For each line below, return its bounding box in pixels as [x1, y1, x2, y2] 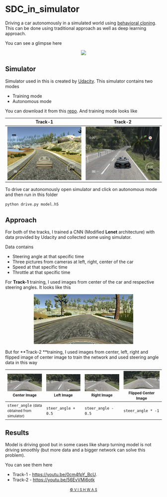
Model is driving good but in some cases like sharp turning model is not [5, 442, 152, 448]
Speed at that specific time [12, 264, 68, 270]
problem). [5, 452, 25, 458]
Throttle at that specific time [12, 270, 71, 276]
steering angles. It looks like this [5, 285, 71, 291]
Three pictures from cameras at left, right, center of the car [12, 259, 134, 265]
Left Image [54, 393, 73, 398]
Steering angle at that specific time [12, 254, 84, 260]
